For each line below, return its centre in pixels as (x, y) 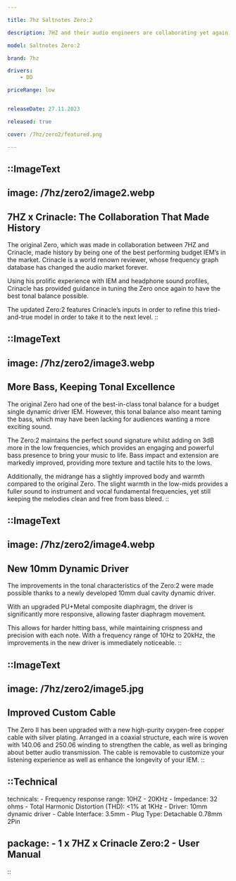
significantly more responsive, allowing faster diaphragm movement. (107, 614)
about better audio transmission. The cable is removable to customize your (116, 752)
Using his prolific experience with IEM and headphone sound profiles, (108, 281)
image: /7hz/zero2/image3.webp (81, 363)
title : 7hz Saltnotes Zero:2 (50, 20)
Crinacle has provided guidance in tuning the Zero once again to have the (114, 289)
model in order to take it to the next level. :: (96, 317)
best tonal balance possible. (48, 296)
